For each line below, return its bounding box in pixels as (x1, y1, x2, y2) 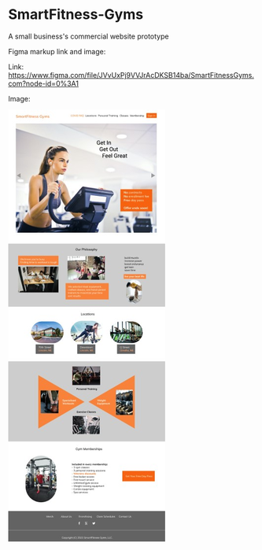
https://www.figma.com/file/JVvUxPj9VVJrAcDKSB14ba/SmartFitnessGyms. (8, 70, 254, 79)
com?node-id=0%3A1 (8, 79, 79, 88)
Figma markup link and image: (8, 46, 106, 56)
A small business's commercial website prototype (8, 31, 169, 41)
